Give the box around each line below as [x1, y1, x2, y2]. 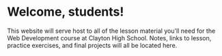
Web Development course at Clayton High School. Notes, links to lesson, [7, 33, 212, 42]
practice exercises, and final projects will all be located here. [7, 41, 178, 49]
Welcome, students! [7, 4, 124, 20]
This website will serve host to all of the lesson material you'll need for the [7, 27, 216, 35]
